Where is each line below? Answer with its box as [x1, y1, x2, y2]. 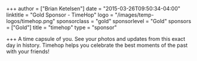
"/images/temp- [115, 11, 154, 18]
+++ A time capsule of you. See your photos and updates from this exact [6, 36, 186, 42]
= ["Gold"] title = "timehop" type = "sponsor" [6, 24, 118, 31]
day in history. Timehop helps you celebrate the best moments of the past [6, 41, 188, 49]
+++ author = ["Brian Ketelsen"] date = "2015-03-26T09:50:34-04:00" [6, 5, 181, 12]
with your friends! [6, 48, 50, 55]
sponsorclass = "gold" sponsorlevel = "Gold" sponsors [56, 18, 192, 24]
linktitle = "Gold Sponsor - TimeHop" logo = [6, 11, 114, 18]
